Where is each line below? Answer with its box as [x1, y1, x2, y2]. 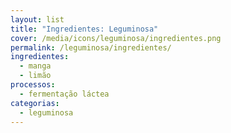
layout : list [10, 14, 65, 25]
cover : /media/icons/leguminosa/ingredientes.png [10, 33, 222, 43]
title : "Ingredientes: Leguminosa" [10, 24, 159, 34]
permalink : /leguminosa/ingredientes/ [10, 42, 172, 53]
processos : [10, 80, 56, 90]
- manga [19, 61, 52, 71]
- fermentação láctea [19, 89, 110, 99]
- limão [19, 71, 52, 81]
